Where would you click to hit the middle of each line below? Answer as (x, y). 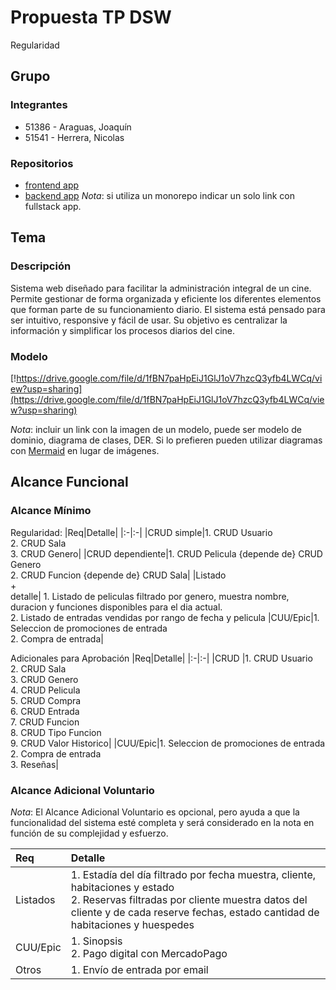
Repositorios (42, 163)
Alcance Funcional (69, 482)
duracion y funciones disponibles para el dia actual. (116, 607)
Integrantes (39, 105)
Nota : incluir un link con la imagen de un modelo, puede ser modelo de (156, 429)
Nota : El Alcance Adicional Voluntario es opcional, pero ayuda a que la (155, 812)
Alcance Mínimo (51, 511)
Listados (35, 899)
